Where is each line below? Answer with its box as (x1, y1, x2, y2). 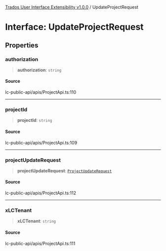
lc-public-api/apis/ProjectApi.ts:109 (5, 140, 78, 145)
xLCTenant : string (17, 218, 56, 224)
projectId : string (17, 117, 52, 123)
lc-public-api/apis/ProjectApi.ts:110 (5, 89, 77, 95)
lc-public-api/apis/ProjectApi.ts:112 (5, 190, 77, 196)
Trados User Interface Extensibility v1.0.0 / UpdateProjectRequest (5, 4, 138, 10)
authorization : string (17, 67, 62, 73)
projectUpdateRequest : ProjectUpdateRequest (17, 168, 112, 174)
